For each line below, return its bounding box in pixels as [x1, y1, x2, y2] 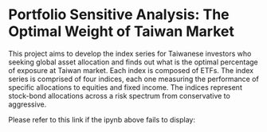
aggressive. [8, 99, 47, 109]
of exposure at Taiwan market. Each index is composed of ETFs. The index [8, 65, 253, 75]
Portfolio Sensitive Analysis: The [8, 6, 230, 24]
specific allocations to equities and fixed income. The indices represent [8, 82, 243, 92]
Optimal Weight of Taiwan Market [8, 22, 235, 41]
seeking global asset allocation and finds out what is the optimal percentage [8, 57, 258, 67]
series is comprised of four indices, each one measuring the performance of [8, 74, 259, 83]
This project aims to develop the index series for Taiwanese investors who [8, 49, 252, 58]
